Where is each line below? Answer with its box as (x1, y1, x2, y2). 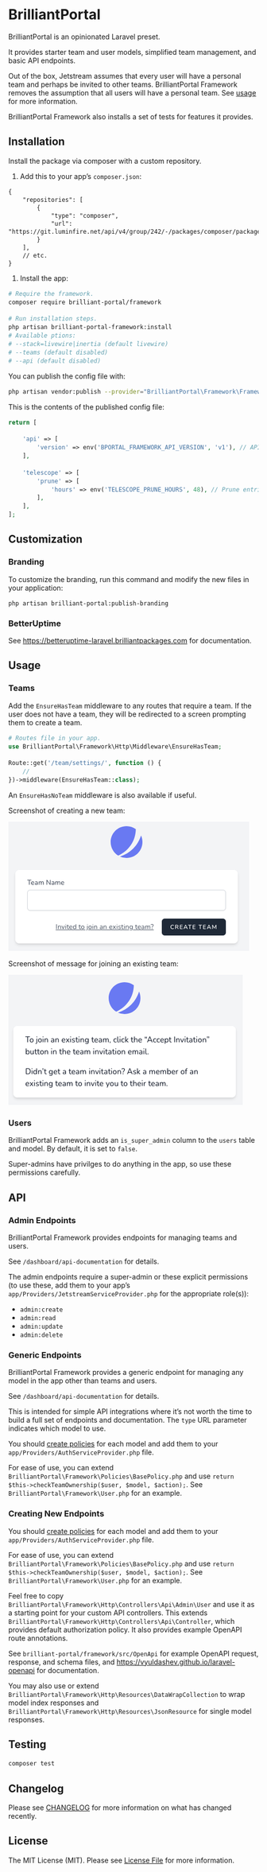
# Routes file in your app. (8, 734, 102, 742)
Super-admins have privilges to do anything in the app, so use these (8, 1159, 232, 1169)
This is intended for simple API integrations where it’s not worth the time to (8, 1407, 253, 1416)
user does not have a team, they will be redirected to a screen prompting (8, 709, 246, 719)
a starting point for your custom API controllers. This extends (8, 1608, 208, 1618)
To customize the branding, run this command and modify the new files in (8, 574, 250, 584)
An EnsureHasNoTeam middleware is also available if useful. (8, 790, 197, 800)
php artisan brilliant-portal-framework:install (8, 324, 172, 332)
